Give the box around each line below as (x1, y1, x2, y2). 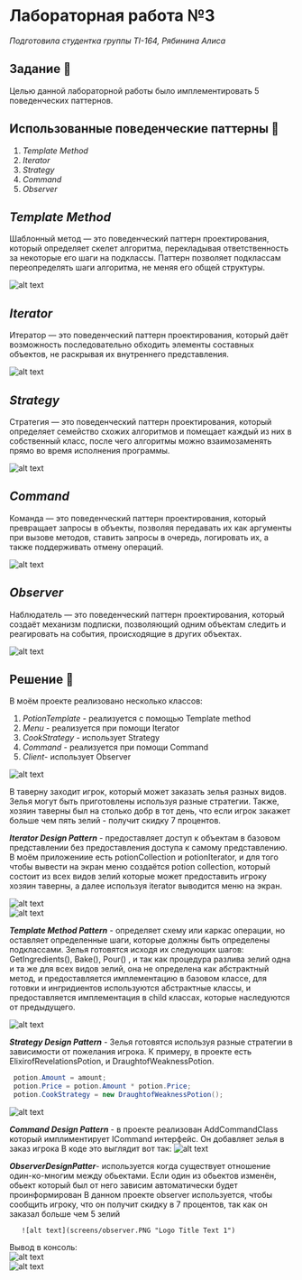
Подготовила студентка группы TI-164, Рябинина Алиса (9, 35, 226, 46)
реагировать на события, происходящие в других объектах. (9, 628, 242, 639)
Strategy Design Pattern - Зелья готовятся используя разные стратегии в (9, 1036, 293, 1047)
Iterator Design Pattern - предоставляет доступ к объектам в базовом (9, 833, 281, 843)
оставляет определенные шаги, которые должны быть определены (9, 935, 270, 945)
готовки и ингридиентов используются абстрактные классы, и (9, 982, 252, 993)
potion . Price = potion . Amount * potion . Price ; (13, 1082, 192, 1091)
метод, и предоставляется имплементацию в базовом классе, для (9, 973, 268, 984)
